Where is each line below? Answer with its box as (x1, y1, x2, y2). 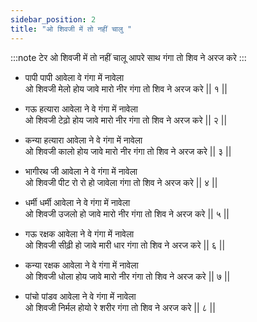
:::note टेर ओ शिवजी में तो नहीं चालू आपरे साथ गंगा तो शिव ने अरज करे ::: (10, 51, 247, 63)
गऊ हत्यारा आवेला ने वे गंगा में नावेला (24, 102, 138, 115)
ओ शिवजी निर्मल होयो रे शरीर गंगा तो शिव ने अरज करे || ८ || (24, 301, 216, 313)
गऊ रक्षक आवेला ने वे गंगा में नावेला (24, 227, 135, 240)
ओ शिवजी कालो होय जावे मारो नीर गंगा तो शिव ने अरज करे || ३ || (24, 145, 232, 157)
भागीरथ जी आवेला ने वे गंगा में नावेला (24, 165, 138, 177)
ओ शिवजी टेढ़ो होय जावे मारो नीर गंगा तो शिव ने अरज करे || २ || (24, 114, 228, 126)
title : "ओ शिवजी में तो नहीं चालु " (10, 24, 133, 34)
